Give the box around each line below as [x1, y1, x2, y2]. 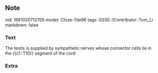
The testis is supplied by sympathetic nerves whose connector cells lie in [5, 45, 152, 51]
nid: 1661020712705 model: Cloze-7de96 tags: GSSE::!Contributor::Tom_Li [5, 17, 153, 22]
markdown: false [5, 22, 39, 28]
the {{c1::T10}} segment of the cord [5, 51, 76, 56]
